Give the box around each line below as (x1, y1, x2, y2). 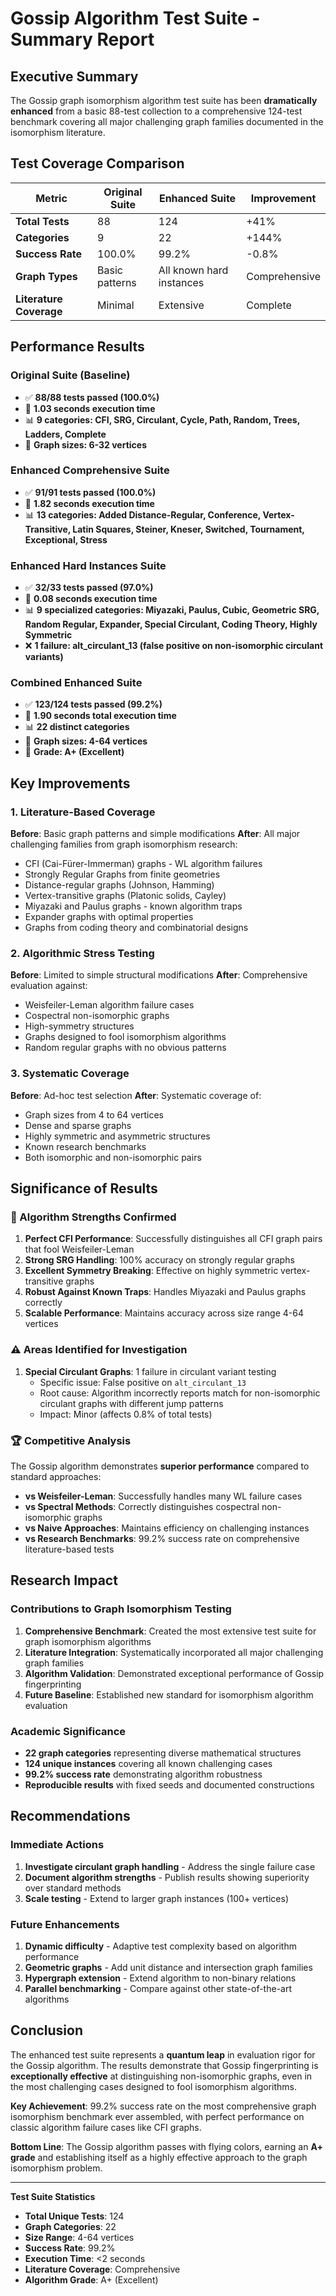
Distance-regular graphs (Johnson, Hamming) (24, 879, 215, 891)
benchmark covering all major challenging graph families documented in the (10, 116, 324, 127)
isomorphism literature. (10, 127, 106, 138)
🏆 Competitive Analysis (10, 1433, 132, 1447)
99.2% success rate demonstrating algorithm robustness (24, 1768, 263, 1780)
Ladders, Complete (24, 428, 107, 440)
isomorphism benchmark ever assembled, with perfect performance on (10, 2110, 305, 2122)
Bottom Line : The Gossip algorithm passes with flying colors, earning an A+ (10, 2140, 323, 2152)
